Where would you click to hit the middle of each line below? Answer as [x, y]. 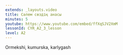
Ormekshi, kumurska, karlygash [38, 47]
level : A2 [16, 33]
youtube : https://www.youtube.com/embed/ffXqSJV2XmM [61, 24]
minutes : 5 [17, 19]
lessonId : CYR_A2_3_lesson [33, 28]
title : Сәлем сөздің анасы [33, 14]
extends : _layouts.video [31, 10]
